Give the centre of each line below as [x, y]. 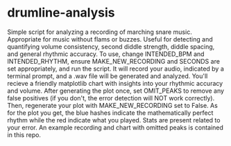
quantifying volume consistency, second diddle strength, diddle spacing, [111, 46]
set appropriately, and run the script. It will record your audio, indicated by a [115, 69]
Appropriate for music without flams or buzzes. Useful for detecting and [110, 39]
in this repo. [24, 135]
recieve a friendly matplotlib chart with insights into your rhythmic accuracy [115, 83]
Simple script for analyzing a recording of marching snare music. [100, 32]
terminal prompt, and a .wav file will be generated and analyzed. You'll [108, 76]
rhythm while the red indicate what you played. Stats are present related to [114, 120]
